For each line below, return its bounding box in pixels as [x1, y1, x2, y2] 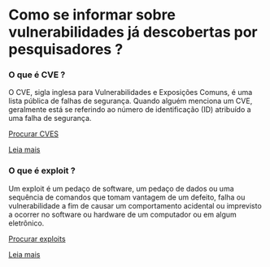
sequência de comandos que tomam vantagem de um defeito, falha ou [8, 192, 246, 202]
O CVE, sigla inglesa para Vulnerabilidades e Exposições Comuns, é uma [8, 88, 253, 97]
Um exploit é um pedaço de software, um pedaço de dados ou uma [8, 183, 234, 193]
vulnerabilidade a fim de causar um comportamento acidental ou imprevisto [8, 200, 262, 210]
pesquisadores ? [8, 41, 124, 58]
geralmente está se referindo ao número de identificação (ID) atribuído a [8, 105, 251, 114]
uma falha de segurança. [8, 114, 92, 123]
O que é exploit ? [8, 165, 76, 176]
